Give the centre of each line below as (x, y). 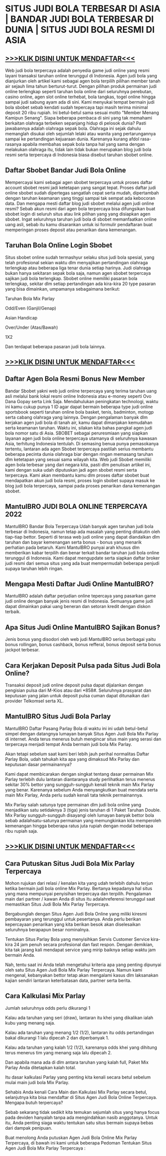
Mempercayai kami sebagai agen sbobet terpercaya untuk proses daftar (79, 182)
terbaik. (13, 612)
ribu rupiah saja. (22, 831)
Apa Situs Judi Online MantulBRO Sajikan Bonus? (83, 627)
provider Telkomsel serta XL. (34, 701)
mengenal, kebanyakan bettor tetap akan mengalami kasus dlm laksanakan (82, 975)
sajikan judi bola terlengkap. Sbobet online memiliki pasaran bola (71, 278)
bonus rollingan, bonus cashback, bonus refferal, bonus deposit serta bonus (83, 645)
